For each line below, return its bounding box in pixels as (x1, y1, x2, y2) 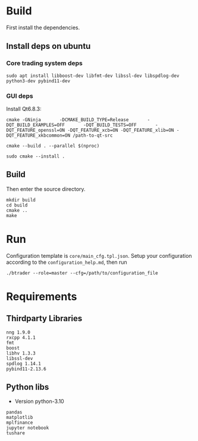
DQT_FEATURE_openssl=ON (6, 127, 65, 133)
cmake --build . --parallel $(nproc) (6, 143, 100, 149)
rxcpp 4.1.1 (6, 334, 36, 341)
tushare (6, 430, 26, 436)
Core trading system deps (6, 59, 83, 67)
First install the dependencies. (6, 24, 80, 31)
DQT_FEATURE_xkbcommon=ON (6, 132, 70, 138)
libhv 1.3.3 (6, 350, 36, 356)
